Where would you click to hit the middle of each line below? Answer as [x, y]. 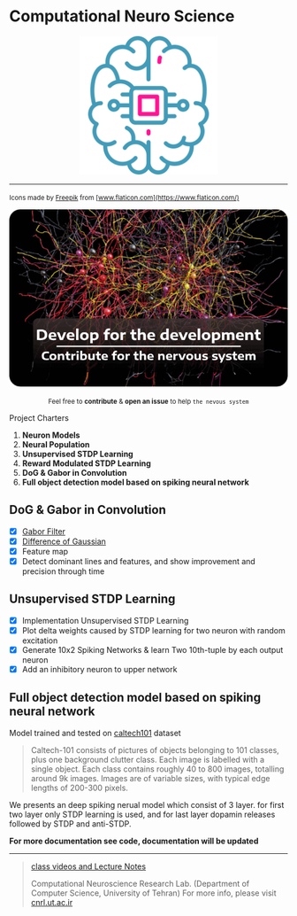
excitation [40, 640]
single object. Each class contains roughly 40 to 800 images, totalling [157, 769]
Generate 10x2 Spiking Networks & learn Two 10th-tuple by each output [152, 649]
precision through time [63, 571]
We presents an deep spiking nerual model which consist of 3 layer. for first [147, 804]
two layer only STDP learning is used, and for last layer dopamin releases [142, 814]
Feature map [45, 551]
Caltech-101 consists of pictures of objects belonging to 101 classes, [155, 749]
